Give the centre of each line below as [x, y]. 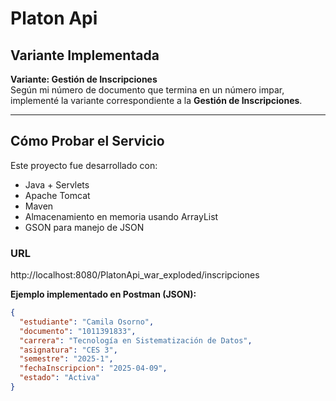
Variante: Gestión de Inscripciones [84, 79]
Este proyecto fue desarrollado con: [84, 165]
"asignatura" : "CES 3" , [68, 350]
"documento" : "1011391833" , [78, 331]
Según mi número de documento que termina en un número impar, [147, 90]
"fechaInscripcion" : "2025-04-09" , [93, 368]
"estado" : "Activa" [60, 378]
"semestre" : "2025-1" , [66, 359]
